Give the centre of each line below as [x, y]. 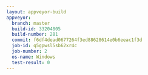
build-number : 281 [35, 34]
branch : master [31, 23]
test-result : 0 [31, 62]
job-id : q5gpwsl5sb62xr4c [45, 46]
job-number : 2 [29, 51]
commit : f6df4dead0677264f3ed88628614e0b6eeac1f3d [77, 40]
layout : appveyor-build [36, 12]
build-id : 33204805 [36, 29]
